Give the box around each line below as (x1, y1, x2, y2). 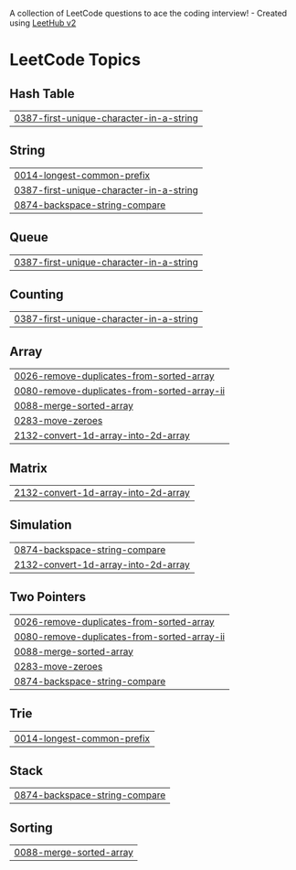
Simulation (9, 517, 72, 533)
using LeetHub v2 (9, 17, 77, 28)
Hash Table (9, 86, 75, 102)
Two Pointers (9, 589, 87, 605)
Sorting (9, 820, 53, 835)
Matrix (9, 460, 48, 476)
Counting (9, 287, 64, 303)
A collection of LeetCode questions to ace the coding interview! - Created (9, 8, 288, 18)
